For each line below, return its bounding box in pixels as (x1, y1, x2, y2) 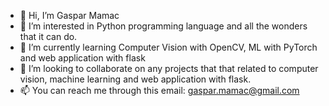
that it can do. (19, 31, 78, 42)
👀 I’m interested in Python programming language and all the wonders (19, 20, 308, 32)
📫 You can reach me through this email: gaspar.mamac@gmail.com (19, 85, 300, 96)
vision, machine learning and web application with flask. (19, 73, 252, 85)
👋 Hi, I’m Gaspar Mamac (19, 10, 120, 21)
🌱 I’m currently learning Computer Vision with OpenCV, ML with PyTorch (19, 41, 318, 53)
